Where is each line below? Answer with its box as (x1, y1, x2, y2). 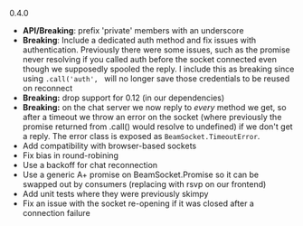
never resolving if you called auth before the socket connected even (22, 54, 278, 64)
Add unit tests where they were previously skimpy (22, 189, 209, 199)
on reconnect (22, 83, 73, 93)
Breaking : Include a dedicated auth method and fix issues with (22, 35, 257, 45)
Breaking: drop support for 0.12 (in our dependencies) (22, 92, 225, 103)
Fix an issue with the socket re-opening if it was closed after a (22, 198, 255, 209)
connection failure (22, 208, 90, 218)
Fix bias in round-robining (22, 150, 119, 161)
